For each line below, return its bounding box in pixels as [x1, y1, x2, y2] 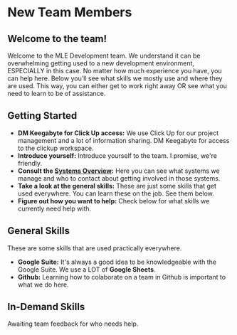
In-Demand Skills [7, 301, 85, 313]
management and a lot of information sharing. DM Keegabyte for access [17, 136, 230, 144]
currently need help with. [17, 204, 92, 213]
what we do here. [17, 280, 69, 289]
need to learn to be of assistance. [7, 90, 106, 97]
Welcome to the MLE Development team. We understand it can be [7, 51, 201, 60]
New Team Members [7, 4, 132, 21]
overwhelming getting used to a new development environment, [7, 59, 194, 68]
